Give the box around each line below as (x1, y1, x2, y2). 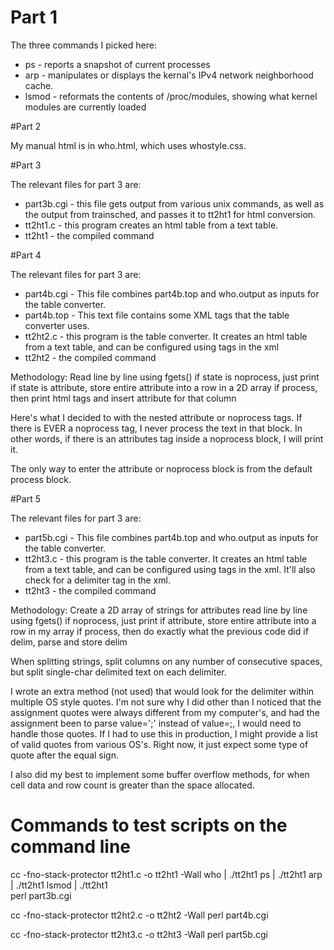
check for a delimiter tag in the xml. (24, 574, 171, 586)
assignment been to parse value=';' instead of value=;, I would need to (10, 717, 302, 729)
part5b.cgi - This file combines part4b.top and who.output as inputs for (24, 531, 319, 543)
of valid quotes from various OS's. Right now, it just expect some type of (10, 738, 309, 750)
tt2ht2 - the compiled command (24, 351, 157, 363)
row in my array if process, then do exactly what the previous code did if (10, 625, 309, 637)
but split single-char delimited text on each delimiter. (10, 666, 227, 678)
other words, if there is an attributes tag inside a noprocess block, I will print (10, 432, 324, 445)
